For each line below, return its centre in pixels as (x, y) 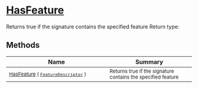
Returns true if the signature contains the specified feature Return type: (93, 27)
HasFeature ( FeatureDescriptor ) (48, 74)
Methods (23, 45)
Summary (149, 61)
